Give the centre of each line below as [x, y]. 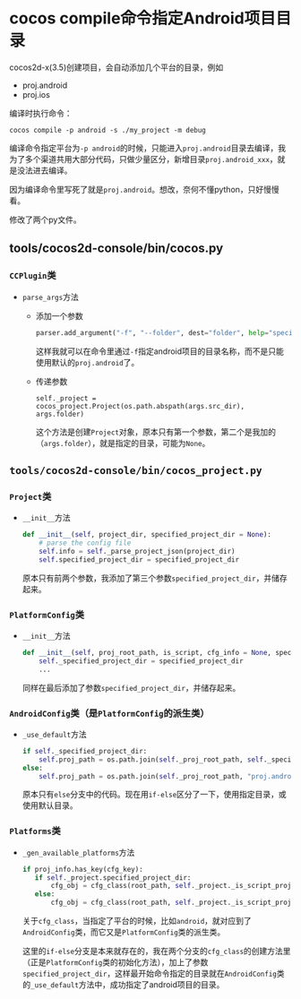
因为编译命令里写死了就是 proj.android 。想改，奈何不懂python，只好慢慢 [144, 189]
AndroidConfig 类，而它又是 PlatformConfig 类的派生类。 [124, 932]
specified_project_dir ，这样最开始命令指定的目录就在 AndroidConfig [150, 974]
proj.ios [36, 94]
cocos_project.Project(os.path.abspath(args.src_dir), [140, 406]
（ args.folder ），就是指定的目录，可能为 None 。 [123, 443]
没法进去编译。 [44, 170]
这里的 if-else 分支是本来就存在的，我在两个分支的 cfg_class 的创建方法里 [156, 952]
